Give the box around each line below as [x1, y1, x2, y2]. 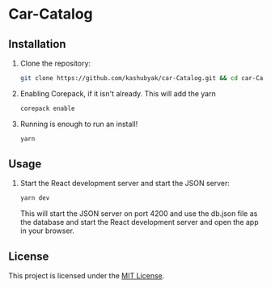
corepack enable [19, 104, 75, 112]
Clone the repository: [19, 58, 91, 68]
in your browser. [19, 226, 75, 235]
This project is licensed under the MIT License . [8, 271, 165, 281]
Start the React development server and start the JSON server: [19, 179, 231, 188]
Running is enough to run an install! [19, 119, 138, 129]
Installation [8, 37, 66, 51]
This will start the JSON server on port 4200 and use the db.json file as [19, 209, 258, 218]
